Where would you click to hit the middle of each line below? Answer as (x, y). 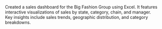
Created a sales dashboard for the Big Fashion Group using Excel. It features (81, 7)
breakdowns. (18, 22)
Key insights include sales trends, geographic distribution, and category (77, 17)
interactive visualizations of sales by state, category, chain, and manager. (78, 12)
